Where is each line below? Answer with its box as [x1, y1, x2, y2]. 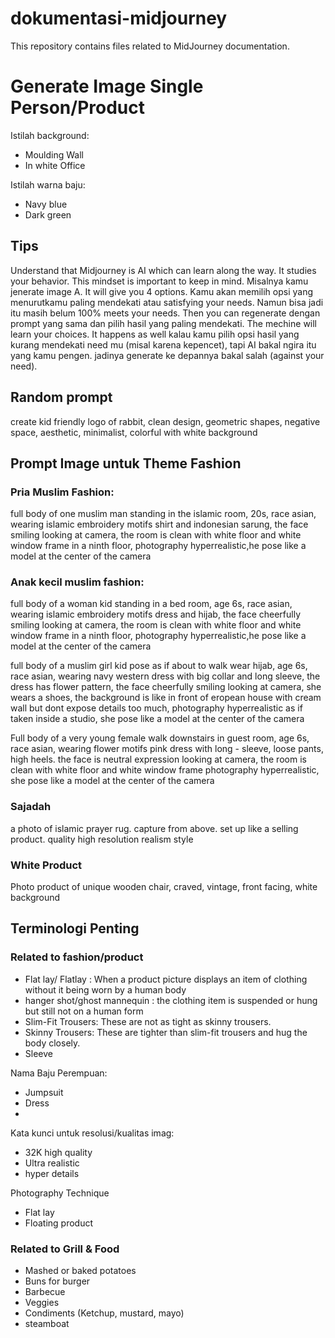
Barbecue [24, 1286, 66, 1298]
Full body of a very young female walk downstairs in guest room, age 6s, [10, 732, 310, 744]
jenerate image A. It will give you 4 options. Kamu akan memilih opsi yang [10, 285, 314, 297]
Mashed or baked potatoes [24, 1265, 137, 1277]
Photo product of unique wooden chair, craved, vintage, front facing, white [10, 881, 318, 893]
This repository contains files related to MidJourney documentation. [10, 40, 290, 52]
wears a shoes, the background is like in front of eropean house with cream [10, 692, 322, 704]
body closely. [24, 1037, 81, 1049]
